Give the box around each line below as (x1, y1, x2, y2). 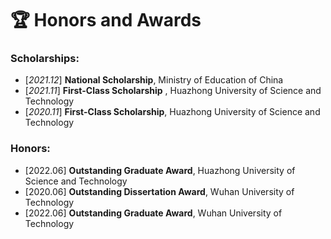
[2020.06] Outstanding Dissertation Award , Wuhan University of (24, 185, 295, 197)
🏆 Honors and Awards (10, 9, 202, 32)
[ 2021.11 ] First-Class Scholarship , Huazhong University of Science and (24, 85, 322, 97)
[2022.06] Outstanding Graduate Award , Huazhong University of (24, 164, 296, 176)
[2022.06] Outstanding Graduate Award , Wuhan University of (24, 207, 283, 219)
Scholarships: (10, 52, 80, 66)
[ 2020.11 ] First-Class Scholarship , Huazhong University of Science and (24, 106, 321, 118)
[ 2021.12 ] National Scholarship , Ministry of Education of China (24, 74, 284, 86)
